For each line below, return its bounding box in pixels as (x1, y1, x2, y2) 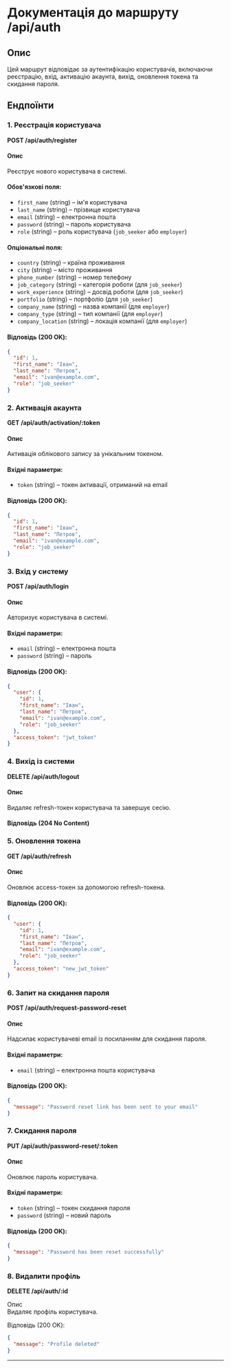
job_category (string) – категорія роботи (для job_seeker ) (16, 280, 182, 289)
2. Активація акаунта (7, 403, 82, 413)
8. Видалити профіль (7, 1271, 81, 1281)
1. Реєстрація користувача (7, 121, 102, 130)
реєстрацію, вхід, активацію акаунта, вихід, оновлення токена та (7, 72, 199, 81)
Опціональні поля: (7, 243, 63, 251)
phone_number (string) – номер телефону (16, 273, 132, 282)
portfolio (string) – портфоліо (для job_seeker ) (16, 295, 153, 304)
